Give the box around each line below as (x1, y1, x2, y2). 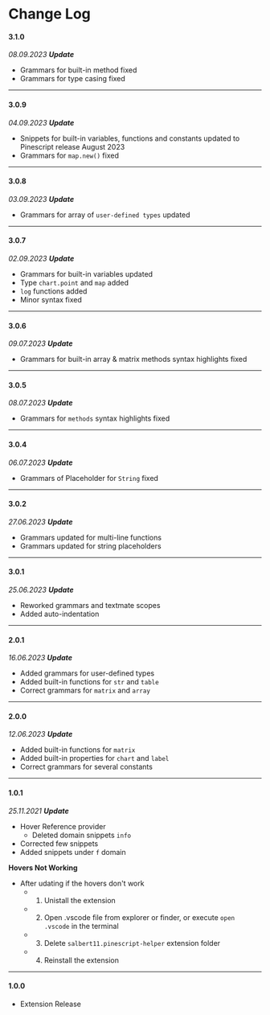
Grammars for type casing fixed (19, 74, 126, 84)
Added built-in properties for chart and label (19, 754, 170, 763)
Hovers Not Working (8, 862, 78, 873)
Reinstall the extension (43, 955, 119, 965)
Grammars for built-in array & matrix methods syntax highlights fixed (19, 355, 247, 364)
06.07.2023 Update (8, 458, 73, 467)
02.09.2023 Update (8, 254, 75, 263)
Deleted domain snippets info (31, 830, 131, 840)
